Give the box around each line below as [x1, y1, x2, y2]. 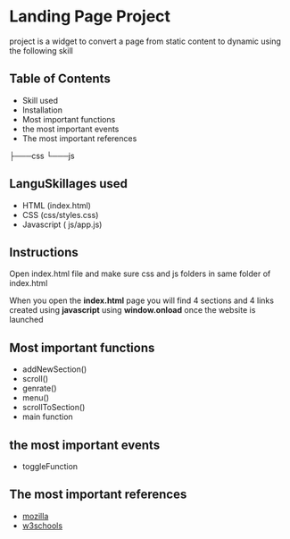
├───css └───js [9, 150, 75, 161]
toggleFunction [21, 461, 79, 471]
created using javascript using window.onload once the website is [9, 305, 256, 316]
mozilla [21, 510, 49, 521]
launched [9, 315, 44, 325]
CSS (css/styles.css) [21, 209, 99, 220]
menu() [21, 392, 49, 403]
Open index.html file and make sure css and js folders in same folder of [9, 268, 271, 279]
